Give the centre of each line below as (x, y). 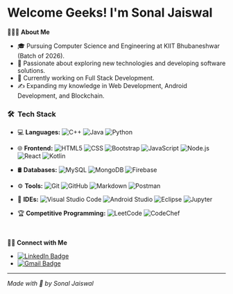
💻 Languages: (39, 132)
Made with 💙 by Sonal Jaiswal (50, 284)
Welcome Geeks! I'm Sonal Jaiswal (110, 13)
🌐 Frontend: (35, 148)
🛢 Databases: (37, 170)
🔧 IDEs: (28, 200)
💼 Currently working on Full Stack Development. (86, 78)
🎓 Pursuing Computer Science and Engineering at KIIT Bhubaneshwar (119, 46)
